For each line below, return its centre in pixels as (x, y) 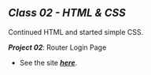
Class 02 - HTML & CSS (67, 13)
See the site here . (48, 62)
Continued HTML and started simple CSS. (76, 32)
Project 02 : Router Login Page (57, 47)
